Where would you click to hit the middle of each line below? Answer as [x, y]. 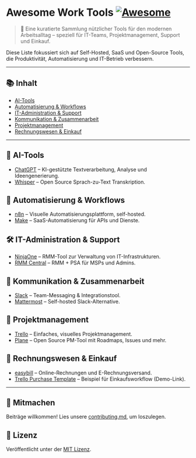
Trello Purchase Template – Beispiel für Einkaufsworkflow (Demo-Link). [100, 379]
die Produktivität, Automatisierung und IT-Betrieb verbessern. [80, 58]
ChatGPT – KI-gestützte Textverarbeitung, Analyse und [80, 169]
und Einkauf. [35, 41]
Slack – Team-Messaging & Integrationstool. [67, 295]
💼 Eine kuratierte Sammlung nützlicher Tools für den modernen [96, 29]
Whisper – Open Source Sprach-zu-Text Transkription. [80, 182]
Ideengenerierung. [37, 175]
